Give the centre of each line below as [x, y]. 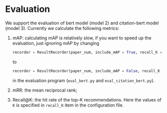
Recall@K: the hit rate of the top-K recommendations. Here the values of [87, 100]
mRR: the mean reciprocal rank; [45, 90]
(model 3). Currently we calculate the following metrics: [62, 28]
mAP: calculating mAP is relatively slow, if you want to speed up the [82, 38]
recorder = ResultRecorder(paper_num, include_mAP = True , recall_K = [87, 52]
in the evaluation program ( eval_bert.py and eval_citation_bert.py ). [83, 80]
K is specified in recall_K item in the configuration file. [68, 105]
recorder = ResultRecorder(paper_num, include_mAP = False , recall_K [86, 71]
